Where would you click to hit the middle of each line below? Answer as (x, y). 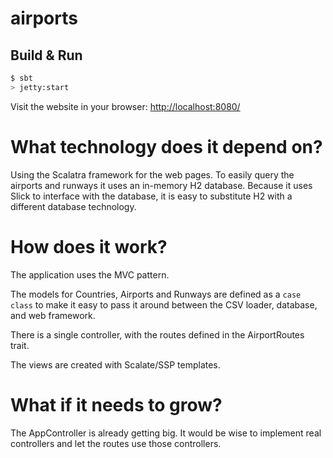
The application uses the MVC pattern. (90, 274)
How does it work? (89, 246)
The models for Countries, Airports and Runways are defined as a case (156, 294)
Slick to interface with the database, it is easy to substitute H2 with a (151, 196)
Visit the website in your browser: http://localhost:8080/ (125, 106)
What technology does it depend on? (166, 146)
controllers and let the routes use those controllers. (116, 443)
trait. (20, 345)
